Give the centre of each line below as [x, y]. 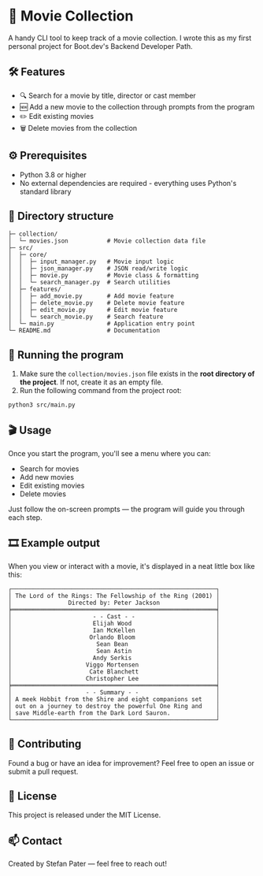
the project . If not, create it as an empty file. [91, 382]
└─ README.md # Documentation [84, 331]
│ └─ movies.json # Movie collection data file [107, 241]
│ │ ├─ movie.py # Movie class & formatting [104, 276]
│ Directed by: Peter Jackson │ [114, 603]
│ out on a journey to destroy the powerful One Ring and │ [114, 706]
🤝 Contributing [45, 744]
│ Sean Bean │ [114, 644]
